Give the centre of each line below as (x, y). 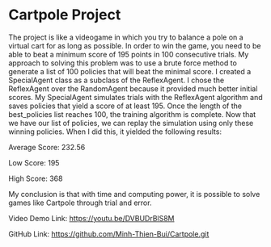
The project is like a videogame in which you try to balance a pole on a (126, 37)
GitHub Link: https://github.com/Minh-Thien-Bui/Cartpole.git (109, 234)
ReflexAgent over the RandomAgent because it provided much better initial (133, 88)
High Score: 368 (36, 178)
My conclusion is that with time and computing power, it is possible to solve (134, 194)
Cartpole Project (65, 15)
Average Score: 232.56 (47, 147)
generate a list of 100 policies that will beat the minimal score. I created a (130, 71)
